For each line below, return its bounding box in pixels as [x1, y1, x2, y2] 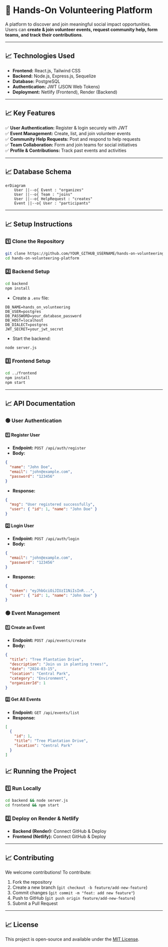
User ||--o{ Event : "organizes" [14, 188, 84, 193]
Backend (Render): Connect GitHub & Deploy [12, 828, 106, 834]
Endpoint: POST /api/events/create [12, 638, 86, 644]
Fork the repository [12, 879, 52, 885]
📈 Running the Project [5, 767, 76, 776]
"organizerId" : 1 [9, 680, 46, 685]
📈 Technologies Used [5, 52, 75, 60]
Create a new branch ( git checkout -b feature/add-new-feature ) [12, 884, 147, 891]
